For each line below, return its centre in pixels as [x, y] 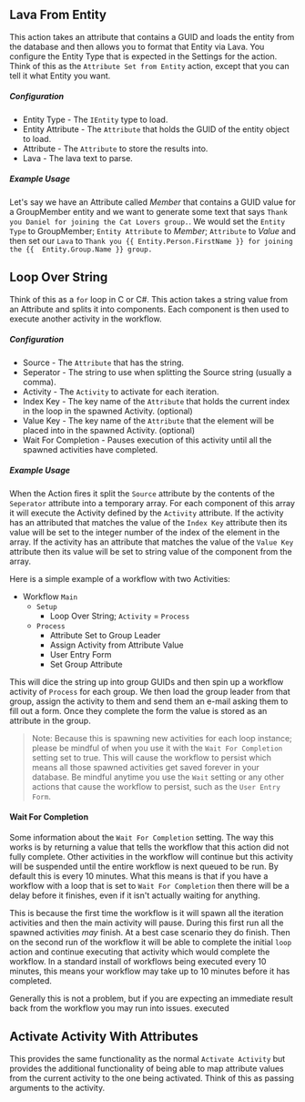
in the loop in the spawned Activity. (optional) [107, 411]
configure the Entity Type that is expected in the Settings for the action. [143, 56]
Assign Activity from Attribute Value [117, 645]
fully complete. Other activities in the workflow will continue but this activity [151, 856]
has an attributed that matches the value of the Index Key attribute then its [148, 522]
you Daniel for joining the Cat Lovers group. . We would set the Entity [147, 221]
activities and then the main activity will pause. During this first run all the [147, 923]
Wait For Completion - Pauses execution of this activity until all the [147, 440]
